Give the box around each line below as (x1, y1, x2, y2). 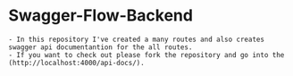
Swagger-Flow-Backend (8, 5, 194, 26)
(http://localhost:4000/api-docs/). (8, 58, 145, 67)
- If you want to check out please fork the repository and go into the (8, 50, 285, 59)
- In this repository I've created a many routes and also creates (8, 35, 265, 44)
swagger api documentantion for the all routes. (8, 42, 193, 52)
